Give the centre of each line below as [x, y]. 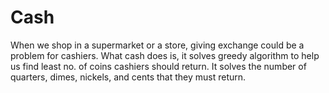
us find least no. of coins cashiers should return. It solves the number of [158, 66]
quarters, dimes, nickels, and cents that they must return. [128, 77]
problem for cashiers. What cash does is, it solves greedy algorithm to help [165, 55]
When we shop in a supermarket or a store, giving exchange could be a [157, 45]
